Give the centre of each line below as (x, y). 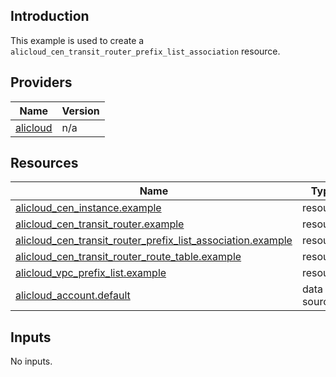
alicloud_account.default (73, 296)
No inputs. (31, 361)
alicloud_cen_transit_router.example (100, 224)
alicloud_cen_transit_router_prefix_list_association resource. (145, 51)
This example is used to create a (77, 40)
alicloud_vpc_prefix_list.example (91, 273)
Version (80, 111)
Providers (41, 82)
